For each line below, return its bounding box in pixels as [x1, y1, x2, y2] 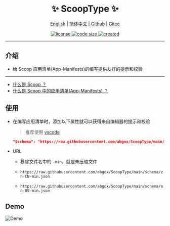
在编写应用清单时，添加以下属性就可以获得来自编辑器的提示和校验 [12, 118, 150, 124]
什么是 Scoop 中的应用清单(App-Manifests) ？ [12, 87, 109, 94]
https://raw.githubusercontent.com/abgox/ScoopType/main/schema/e [20, 184, 163, 189]
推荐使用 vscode [25, 129, 60, 135]
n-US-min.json [20, 188, 50, 194]
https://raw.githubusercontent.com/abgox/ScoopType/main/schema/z [20, 170, 163, 175]
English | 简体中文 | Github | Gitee [50, 21, 120, 27]
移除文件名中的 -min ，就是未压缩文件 [20, 159, 98, 165]
